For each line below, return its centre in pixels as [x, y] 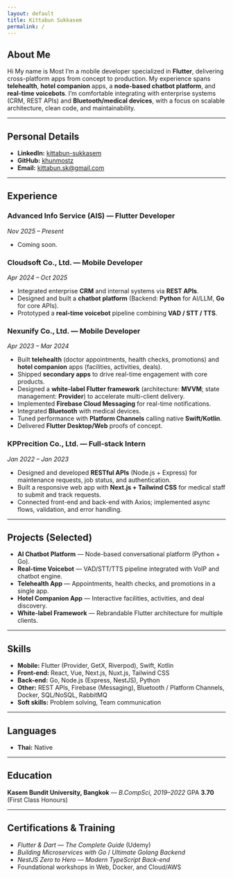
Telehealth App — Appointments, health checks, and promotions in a [116, 584]
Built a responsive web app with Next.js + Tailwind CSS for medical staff [121, 487]
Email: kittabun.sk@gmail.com [61, 168]
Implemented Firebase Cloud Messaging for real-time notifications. [114, 404]
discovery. [32, 606]
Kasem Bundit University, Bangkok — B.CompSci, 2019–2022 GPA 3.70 [111, 792]
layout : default [31, 14]
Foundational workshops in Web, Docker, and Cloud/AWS [99, 867]
